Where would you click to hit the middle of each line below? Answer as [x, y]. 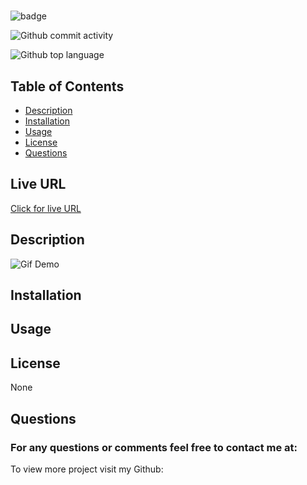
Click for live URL [46, 208]
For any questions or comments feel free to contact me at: [154, 447]
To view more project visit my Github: [87, 469]
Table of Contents [67, 86]
